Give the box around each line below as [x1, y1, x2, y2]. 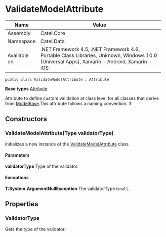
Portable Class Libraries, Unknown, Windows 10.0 [40, 52, 157, 59]
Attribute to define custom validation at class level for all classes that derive [5, 95, 159, 101]
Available [7, 52, 29, 59]
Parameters [5, 152, 30, 158]
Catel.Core [40, 30, 66, 37]
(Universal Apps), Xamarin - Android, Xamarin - [40, 58, 152, 65]
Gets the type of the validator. [5, 226, 66, 232]
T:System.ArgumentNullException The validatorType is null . [5, 186, 130, 191]
